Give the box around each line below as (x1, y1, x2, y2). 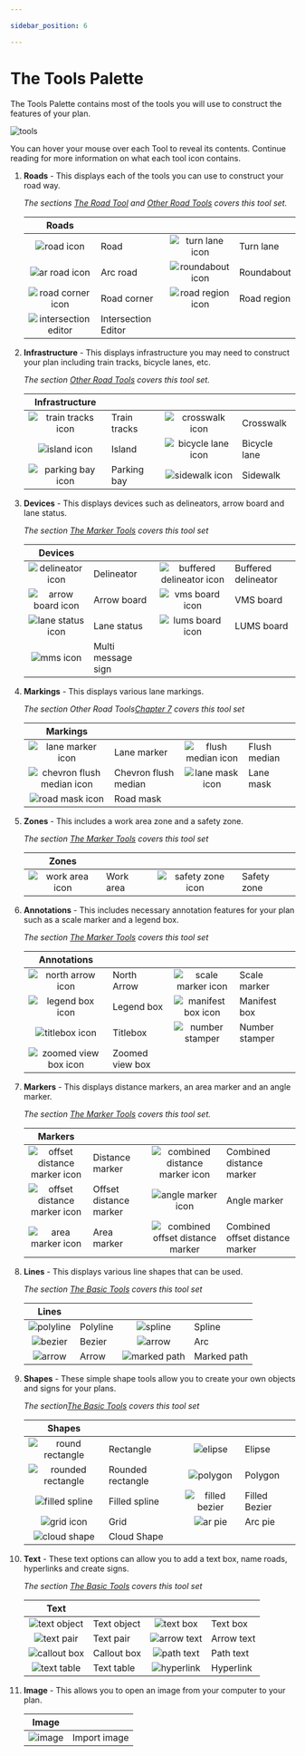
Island (110, 442, 138, 455)
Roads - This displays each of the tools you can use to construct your (23, 170, 284, 181)
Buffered (234, 561, 272, 574)
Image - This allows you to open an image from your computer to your (23, 1684, 286, 1695)
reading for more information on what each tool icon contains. (10, 152, 242, 163)
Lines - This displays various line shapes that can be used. (23, 1266, 243, 1276)
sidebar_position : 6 (10, 21, 89, 30)
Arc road (100, 266, 138, 278)
